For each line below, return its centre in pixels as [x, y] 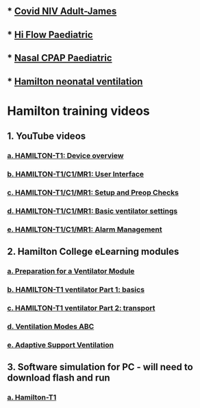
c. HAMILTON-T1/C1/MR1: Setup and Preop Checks [93, 192]
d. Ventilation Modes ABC [51, 326]
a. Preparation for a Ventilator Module [71, 271]
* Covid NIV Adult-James [62, 11]
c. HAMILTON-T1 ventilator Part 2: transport [81, 308]
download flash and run [59, 378]
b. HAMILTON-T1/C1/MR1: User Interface [76, 174]
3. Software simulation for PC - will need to [100, 367]
